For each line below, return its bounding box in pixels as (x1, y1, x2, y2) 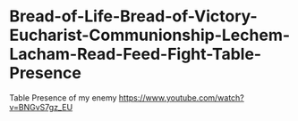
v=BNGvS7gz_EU (9, 101, 73, 112)
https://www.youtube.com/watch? (118, 92, 244, 103)
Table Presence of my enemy (9, 92, 117, 103)
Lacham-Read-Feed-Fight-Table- (9, 44, 262, 64)
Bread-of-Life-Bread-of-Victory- (9, 6, 258, 27)
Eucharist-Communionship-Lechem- (9, 25, 291, 45)
